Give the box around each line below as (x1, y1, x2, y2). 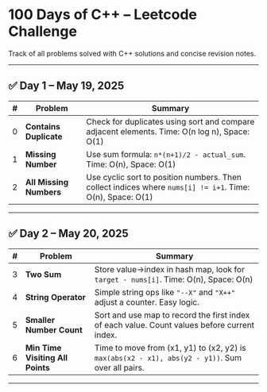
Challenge (8, 22, 78, 40)
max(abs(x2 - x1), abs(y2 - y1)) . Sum (94, 352, 242, 363)
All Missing (25, 176, 69, 187)
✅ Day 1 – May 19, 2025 (8, 79, 125, 93)
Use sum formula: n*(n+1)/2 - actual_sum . (86, 148, 246, 159)
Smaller (25, 314, 56, 325)
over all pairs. (94, 362, 145, 373)
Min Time (25, 342, 62, 353)
